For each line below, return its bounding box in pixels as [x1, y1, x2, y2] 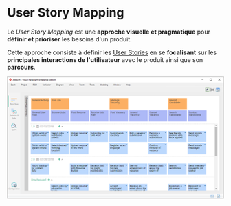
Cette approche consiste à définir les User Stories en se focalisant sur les [7, 48, 217, 56]
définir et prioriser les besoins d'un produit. [7, 34, 132, 43]
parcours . [7, 63, 36, 71]
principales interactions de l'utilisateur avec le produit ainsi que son [7, 55, 203, 63]
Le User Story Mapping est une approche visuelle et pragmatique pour [7, 28, 211, 36]
